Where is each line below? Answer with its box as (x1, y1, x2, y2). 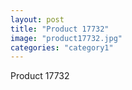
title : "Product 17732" (10, 24, 110, 34)
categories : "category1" (10, 42, 114, 53)
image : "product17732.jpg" (10, 33, 123, 43)
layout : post (10, 14, 65, 25)
